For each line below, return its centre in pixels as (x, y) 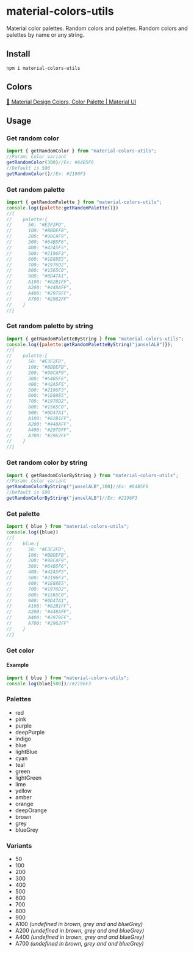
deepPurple (30, 732)
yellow (23, 791)
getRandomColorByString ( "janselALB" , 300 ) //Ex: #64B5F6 (77, 487)
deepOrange (31, 810)
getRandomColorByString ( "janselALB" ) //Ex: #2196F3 (72, 498)
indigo (23, 739)
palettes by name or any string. (45, 34)
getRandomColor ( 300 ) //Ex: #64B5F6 (50, 162)
